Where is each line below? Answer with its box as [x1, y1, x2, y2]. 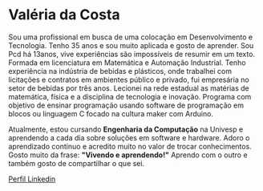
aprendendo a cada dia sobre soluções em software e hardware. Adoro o [8, 132, 250, 142]
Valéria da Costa [8, 6, 120, 24]
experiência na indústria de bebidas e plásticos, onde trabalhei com [8, 66, 233, 75]
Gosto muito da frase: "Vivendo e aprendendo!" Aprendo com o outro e [8, 150, 248, 160]
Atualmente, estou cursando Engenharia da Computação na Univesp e [8, 124, 244, 134]
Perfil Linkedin [8, 174, 56, 184]
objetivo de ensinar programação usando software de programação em [8, 100, 245, 110]
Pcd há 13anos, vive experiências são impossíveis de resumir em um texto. [8, 49, 255, 59]
